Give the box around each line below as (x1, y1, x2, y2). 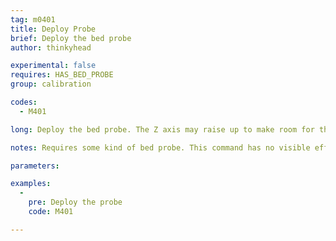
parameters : (10, 161, 60, 171)
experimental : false (10, 61, 97, 71)
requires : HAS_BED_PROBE (10, 70, 114, 80)
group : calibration (10, 79, 92, 90)
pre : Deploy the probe (28, 197, 123, 208)
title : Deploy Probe (10, 24, 97, 34)
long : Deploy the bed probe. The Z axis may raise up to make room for (10, 124, 315, 135)
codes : (10, 97, 38, 107)
